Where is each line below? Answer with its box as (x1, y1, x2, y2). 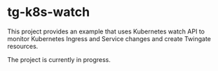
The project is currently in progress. (7, 55, 111, 63)
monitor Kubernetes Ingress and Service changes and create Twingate (7, 34, 212, 42)
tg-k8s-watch (7, 4, 90, 20)
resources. (7, 42, 39, 50)
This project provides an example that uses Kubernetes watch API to (7, 27, 205, 35)
